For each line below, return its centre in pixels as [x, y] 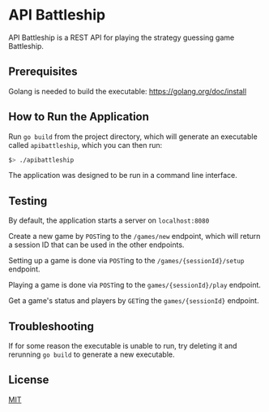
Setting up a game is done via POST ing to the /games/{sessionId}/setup [126, 261]
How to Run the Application [79, 117]
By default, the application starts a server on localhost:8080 [109, 220]
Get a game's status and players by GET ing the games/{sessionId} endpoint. [134, 301]
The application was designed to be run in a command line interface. [123, 176]
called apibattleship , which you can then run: [85, 145]
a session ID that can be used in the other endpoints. [96, 245]
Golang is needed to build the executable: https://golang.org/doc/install [128, 91]
